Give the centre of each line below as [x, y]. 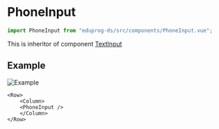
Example [26, 66]
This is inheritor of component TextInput [65, 44]
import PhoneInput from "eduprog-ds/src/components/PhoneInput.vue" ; [110, 31]
